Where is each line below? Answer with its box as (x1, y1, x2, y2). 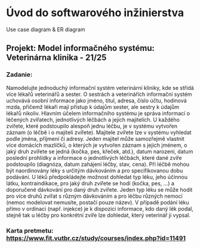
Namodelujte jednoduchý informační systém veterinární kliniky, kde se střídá (6, 84, 194, 91)
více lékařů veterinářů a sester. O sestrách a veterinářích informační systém (6, 90, 192, 98)
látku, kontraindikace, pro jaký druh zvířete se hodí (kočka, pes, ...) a (6, 180, 175, 187)
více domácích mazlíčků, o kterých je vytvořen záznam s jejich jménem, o (6, 141, 187, 149)
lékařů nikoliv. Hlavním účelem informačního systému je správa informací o (6, 110, 190, 117)
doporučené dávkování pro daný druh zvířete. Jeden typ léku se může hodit (6, 186, 193, 193)
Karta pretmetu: (6, 226, 54, 235)
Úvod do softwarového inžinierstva (6, 6, 184, 20)
